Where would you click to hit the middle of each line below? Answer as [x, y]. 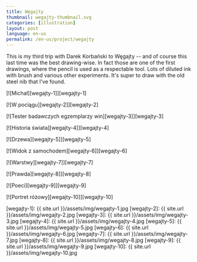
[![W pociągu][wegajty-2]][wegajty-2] [52, 105]
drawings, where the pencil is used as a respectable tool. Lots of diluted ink [99, 69]
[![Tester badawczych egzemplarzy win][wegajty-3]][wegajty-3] [85, 116]
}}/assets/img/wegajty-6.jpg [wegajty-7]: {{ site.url [68, 234]
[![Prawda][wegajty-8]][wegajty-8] [49, 174]
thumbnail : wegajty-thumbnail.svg [49, 17]
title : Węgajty [25, 12]
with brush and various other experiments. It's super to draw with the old [96, 75]
